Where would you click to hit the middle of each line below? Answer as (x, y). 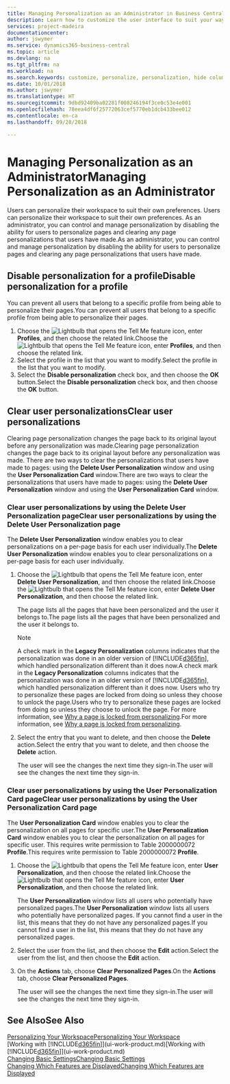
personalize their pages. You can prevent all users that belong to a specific (112, 311)
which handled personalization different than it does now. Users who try (118, 687)
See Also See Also (46, 1020)
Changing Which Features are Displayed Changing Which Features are (105, 1066)
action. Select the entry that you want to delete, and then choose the (113, 745)
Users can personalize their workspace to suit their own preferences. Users (114, 210)
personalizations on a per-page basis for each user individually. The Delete (112, 546)
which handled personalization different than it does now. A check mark (117, 666)
